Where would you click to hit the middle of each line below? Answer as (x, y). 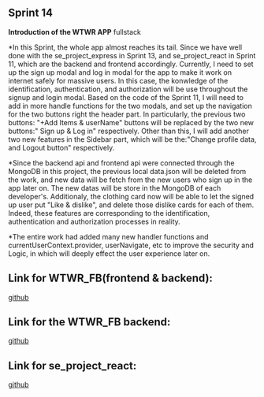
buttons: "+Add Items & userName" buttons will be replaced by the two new (131, 122)
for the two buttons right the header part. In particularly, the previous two (127, 114)
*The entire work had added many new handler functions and (108, 236)
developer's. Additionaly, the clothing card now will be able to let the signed (131, 196)
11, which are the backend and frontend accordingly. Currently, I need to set (131, 64)
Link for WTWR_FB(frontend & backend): (110, 278)
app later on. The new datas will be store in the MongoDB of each (115, 187)
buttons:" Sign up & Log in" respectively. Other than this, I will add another (129, 131)
